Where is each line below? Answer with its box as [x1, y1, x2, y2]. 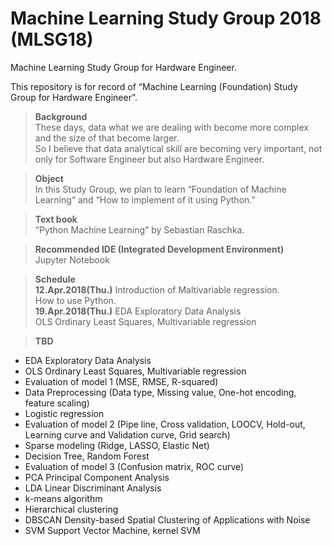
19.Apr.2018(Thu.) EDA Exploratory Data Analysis [34, 305, 242, 317]
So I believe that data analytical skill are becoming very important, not [34, 142, 323, 154]
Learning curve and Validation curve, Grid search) [24, 428, 231, 441]
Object [34, 172, 64, 184]
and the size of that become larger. [34, 132, 180, 144]
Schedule [34, 273, 76, 285]
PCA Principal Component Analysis [24, 471, 170, 483]
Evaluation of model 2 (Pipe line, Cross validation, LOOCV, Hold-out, [24, 418, 306, 430]
